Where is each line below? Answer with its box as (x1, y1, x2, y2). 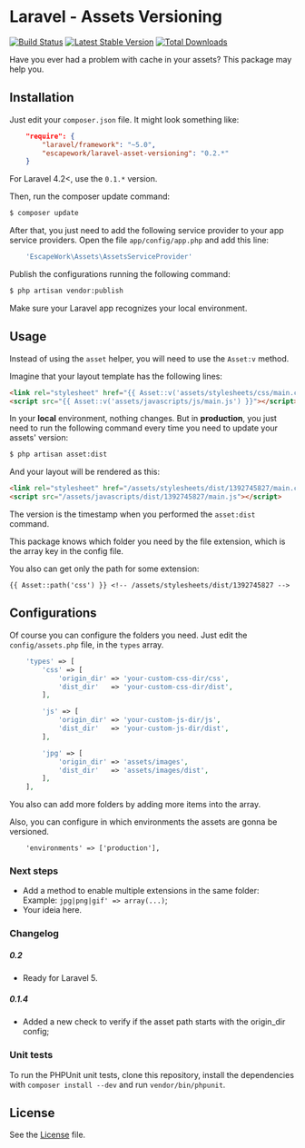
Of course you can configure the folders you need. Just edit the (9, 629, 248, 640)
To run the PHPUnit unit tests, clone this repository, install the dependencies (9, 1069, 295, 1080)
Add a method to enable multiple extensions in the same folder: (22, 886, 261, 896)
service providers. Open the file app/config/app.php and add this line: (9, 234, 270, 246)
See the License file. (9, 1129, 86, 1141)
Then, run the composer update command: (9, 191, 171, 202)
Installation (9, 90, 74, 105)
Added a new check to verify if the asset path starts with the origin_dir (22, 1016, 286, 1027)
